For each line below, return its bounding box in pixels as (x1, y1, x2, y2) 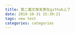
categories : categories (5, 20, 54, 26)
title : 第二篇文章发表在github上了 (5, 7, 71, 12)
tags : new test (5, 16, 37, 21)
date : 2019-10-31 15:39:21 (5, 12, 61, 16)
